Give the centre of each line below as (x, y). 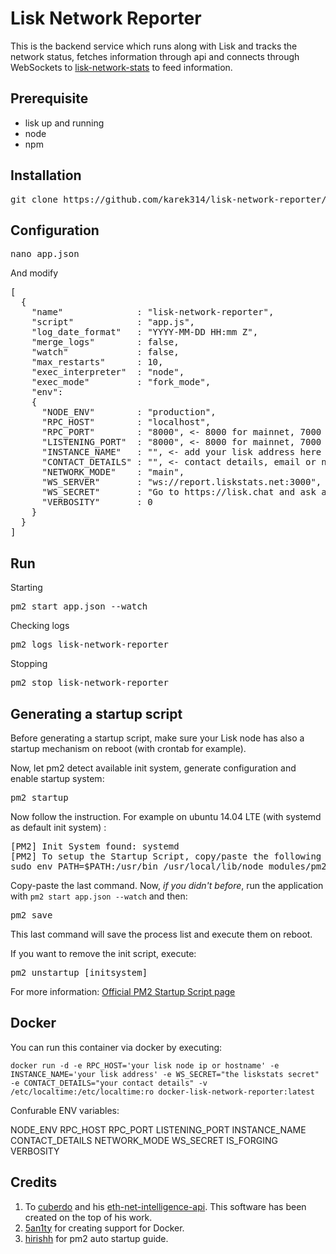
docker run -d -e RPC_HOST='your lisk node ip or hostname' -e (145, 1065)
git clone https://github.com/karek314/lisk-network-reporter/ (168, 199)
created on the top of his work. (88, 1217)
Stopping (29, 664)
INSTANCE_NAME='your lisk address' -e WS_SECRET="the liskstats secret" (165, 1074)
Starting (26, 588)
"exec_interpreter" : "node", (108, 372)
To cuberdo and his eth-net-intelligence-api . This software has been (165, 1206)
